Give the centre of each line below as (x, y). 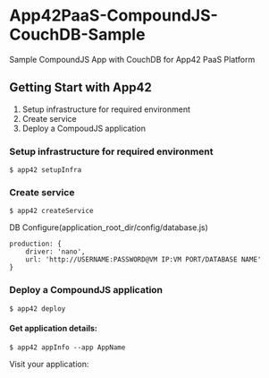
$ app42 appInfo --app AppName (67, 347)
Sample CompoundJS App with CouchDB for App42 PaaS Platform (132, 59)
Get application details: (54, 329)
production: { (36, 244)
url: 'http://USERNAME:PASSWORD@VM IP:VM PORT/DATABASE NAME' (143, 260)
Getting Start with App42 (80, 87)
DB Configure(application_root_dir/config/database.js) (109, 228)
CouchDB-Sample (77, 34)
